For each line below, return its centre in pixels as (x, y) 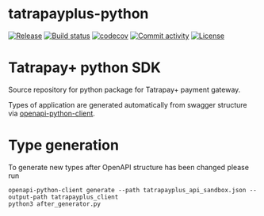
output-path (28, 197)
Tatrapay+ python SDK (84, 68)
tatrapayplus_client (84, 197)
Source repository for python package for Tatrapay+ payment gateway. (124, 89)
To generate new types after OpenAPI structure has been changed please (129, 167)
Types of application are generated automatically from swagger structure (128, 104)
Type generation (63, 145)
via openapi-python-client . (52, 113)
